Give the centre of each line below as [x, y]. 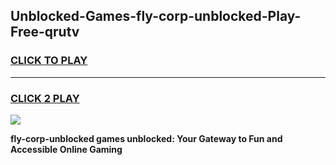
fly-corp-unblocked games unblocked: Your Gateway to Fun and [146, 138]
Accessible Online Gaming [66, 149]
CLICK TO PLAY [49, 61]
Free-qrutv [45, 32]
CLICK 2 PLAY [45, 98]
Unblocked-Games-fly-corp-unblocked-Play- [156, 16]
